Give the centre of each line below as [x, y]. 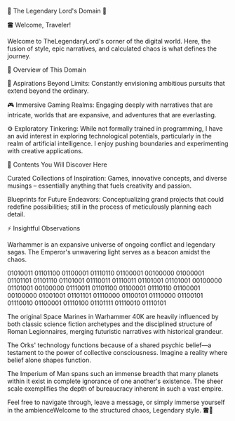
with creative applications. [45, 151]
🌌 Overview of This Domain [47, 70]
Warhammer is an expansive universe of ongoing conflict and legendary [112, 245]
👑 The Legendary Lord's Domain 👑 [57, 11]
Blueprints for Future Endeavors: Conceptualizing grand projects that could [116, 199]
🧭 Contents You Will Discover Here [57, 164]
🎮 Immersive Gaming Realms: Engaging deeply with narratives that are [110, 105]
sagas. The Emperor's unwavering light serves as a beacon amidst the [109, 252]
